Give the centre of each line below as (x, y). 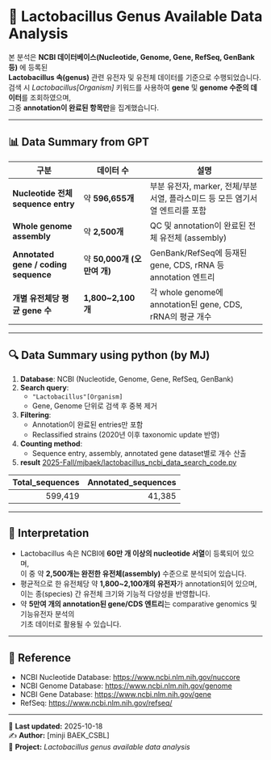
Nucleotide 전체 (42, 193)
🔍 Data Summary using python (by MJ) (109, 355)
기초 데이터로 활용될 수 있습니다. (71, 624)
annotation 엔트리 (182, 277)
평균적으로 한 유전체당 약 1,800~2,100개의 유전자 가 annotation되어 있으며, (138, 584)
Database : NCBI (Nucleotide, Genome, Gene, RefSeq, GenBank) (127, 378)
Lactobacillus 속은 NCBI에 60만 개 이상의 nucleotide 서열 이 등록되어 (129, 554)
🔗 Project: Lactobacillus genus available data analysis (100, 747)
